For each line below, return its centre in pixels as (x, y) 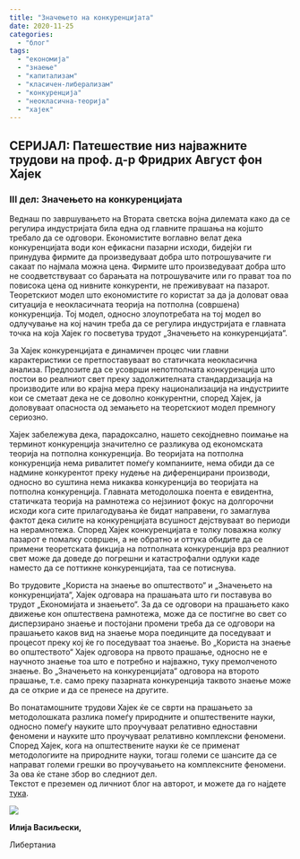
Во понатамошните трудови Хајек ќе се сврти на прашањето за (131, 707)
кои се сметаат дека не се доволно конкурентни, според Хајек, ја (136, 398)
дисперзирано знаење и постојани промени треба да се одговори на (142, 623)
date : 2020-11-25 (42, 26)
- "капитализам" (47, 76)
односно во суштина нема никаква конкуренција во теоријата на (134, 482)
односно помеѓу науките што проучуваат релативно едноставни (133, 726)
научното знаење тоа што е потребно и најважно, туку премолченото (143, 661)
